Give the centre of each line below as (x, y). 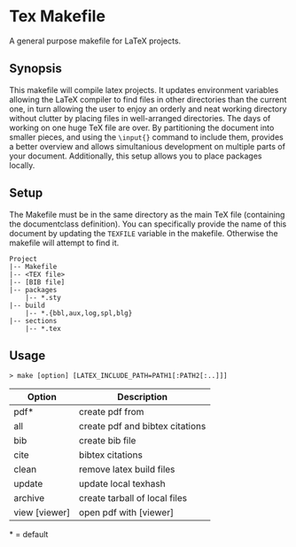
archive (29, 498)
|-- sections (33, 320)
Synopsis (35, 69)
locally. (22, 165)
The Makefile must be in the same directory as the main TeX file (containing (147, 214)
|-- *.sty (43, 297)
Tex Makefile (58, 16)
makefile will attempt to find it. (64, 243)
